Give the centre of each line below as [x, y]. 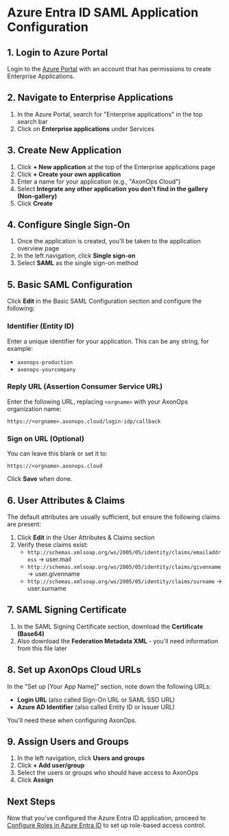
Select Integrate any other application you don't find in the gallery [112, 188]
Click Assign [35, 780]
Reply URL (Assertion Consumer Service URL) [85, 386]
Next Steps [31, 801]
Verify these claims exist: [52, 544]
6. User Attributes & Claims [66, 501]
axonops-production [45, 362]
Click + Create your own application [69, 174]
